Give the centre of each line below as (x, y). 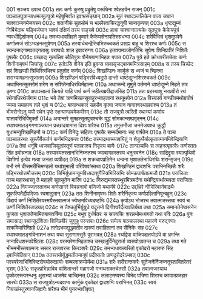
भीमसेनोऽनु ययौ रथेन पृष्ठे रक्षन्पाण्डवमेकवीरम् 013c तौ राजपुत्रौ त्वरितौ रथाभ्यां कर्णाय (85, 112)
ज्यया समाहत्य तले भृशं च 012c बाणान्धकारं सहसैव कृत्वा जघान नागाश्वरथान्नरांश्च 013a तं (92, 105)
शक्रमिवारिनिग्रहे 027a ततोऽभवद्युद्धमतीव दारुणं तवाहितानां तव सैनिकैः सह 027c (82, 228)
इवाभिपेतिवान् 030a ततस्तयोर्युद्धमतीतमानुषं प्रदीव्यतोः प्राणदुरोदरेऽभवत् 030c (78, 255)
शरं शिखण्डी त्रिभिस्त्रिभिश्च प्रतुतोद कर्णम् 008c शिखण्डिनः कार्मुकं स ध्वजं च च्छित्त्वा (85, 71)
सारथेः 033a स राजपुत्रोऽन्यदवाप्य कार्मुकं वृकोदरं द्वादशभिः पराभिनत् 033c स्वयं (81, 282)
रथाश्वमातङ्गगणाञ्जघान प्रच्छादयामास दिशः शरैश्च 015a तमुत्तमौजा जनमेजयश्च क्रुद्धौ (86, 125)
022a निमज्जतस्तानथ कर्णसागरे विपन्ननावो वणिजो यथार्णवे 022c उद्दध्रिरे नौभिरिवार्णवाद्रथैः (90, 187)
